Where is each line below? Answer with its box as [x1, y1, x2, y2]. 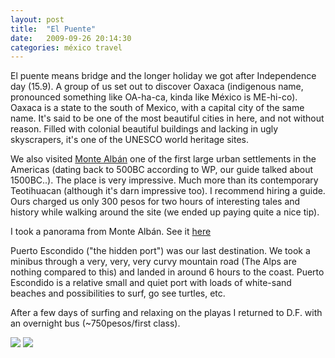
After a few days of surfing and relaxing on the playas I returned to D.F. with [10, 307, 323, 319]
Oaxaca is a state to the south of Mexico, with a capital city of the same [10, 102, 305, 114]
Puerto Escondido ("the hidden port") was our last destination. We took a [10, 245, 311, 257]
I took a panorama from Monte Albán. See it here [10, 226, 212, 238]
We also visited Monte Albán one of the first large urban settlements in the [10, 153, 317, 165]
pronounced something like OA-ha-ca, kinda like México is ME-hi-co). [10, 91, 298, 103]
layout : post [10, 14, 65, 25]
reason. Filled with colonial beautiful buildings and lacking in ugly [10, 123, 279, 135]
